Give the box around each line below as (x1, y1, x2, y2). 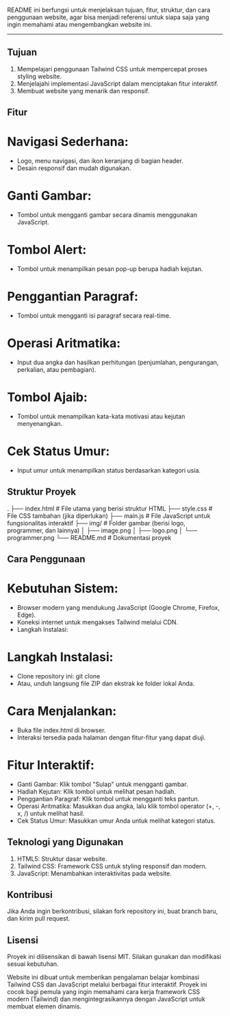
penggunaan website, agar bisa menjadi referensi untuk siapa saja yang (7, 13, 209, 21)
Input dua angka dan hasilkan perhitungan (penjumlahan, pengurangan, (16, 358, 219, 366)
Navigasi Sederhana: (7, 134, 129, 150)
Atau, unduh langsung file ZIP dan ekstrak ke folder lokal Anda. (16, 679, 195, 687)
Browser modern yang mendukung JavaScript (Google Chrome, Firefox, (16, 603, 220, 611)
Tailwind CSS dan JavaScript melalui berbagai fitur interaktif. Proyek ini (7, 980, 207, 989)
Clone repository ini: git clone (16, 672, 101, 680)
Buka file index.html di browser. (16, 726, 106, 734)
